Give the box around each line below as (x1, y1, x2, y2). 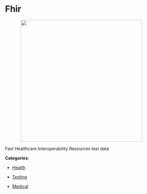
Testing (12, 174, 28, 180)
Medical (12, 183, 28, 189)
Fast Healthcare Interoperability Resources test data (5, 145, 109, 152)
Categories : (5, 155, 30, 161)
